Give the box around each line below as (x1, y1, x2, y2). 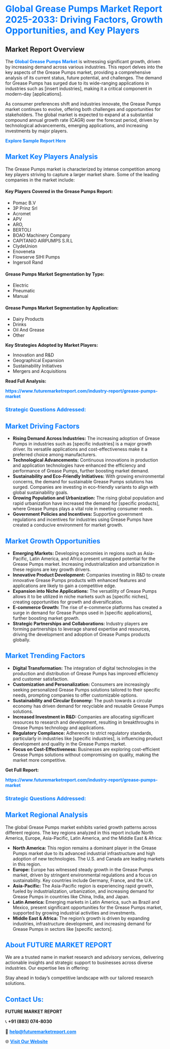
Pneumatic (12, 288, 36, 294)
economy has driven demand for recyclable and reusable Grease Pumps (12, 703, 164, 709)
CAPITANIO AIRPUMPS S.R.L (12, 238, 73, 244)
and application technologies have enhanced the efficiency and (12, 462, 146, 468)
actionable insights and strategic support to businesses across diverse (5, 959, 153, 965)
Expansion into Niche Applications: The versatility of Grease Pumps (12, 588, 157, 594)
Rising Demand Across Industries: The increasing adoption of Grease (12, 435, 160, 441)
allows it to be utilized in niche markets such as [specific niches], (12, 593, 149, 599)
